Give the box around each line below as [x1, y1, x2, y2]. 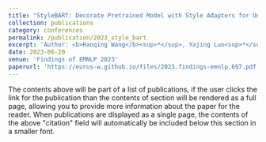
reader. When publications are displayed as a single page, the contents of [8, 110, 249, 119]
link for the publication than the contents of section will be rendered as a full [8, 92, 256, 103]
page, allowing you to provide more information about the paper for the [8, 101, 240, 110]
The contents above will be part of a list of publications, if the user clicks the [8, 84, 257, 94]
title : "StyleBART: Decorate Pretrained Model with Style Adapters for [8, 11, 249, 20]
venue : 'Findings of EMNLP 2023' [8, 56, 119, 64]
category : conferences [8, 26, 83, 34]
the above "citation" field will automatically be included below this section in [8, 118, 256, 127]
